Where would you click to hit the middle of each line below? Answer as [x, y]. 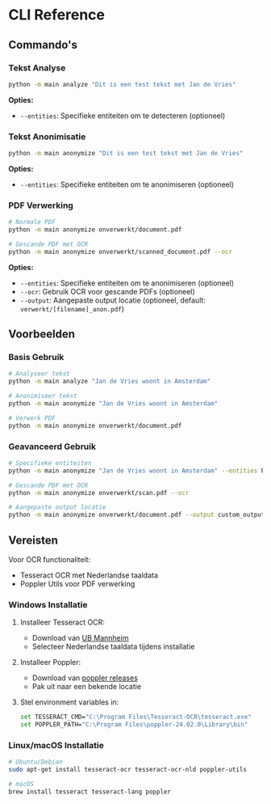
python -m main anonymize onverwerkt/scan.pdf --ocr [99, 493]
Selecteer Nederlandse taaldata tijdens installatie [113, 647]
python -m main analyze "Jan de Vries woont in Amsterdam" [110, 382]
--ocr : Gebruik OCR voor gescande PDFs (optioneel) [107, 291]
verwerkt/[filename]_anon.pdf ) [72, 308]
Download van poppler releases [85, 678]
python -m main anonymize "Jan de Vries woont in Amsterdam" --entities [133, 471]
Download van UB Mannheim [80, 638]
